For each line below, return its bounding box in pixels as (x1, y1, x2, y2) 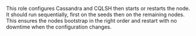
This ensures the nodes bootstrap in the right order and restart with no (6, 17, 177, 24)
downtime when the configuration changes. (6, 23, 112, 30)
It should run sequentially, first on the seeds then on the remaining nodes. (6, 11, 185, 18)
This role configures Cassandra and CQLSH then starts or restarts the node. (6, 5, 190, 12)
